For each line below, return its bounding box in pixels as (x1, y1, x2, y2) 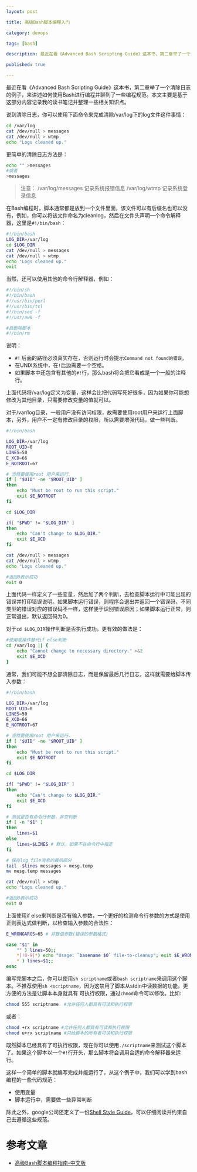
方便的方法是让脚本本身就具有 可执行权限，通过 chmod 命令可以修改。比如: (6, 990, 182, 996)
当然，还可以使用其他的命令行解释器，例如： (6, 275, 114, 283)
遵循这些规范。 (16, 1115, 53, 1123)
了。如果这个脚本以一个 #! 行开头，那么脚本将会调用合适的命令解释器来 (6, 1049, 176, 1056)
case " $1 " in (6, 942, 38, 948)
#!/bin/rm (6, 330, 30, 336)
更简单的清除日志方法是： (6, 151, 68, 158)
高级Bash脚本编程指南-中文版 (14, 1159, 86, 1166)
